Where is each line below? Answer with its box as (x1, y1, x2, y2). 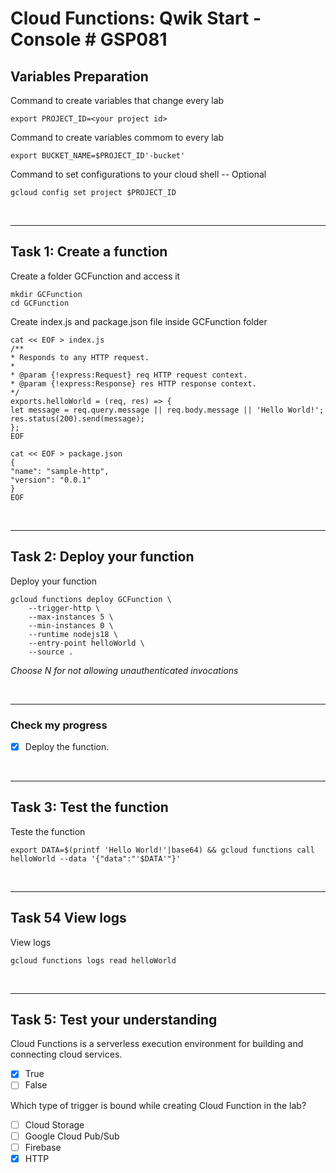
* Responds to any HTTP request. (10, 352, 150, 362)
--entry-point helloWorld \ (28, 638, 145, 648)
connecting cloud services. (10, 1048, 123, 1061)
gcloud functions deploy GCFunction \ (10, 594, 172, 604)
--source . (28, 647, 74, 657)
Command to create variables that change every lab (10, 95, 225, 106)
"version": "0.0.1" (10, 475, 92, 485)
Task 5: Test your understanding (10, 1012, 218, 1028)
